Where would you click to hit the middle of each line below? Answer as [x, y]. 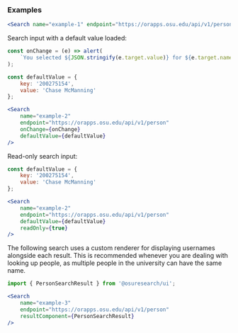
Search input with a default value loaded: [67, 38]
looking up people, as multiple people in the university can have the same [115, 263]
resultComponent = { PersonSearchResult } [77, 316]
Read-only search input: [42, 156]
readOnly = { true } [44, 228]
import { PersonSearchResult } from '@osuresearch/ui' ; [91, 284]
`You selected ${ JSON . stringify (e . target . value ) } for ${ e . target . [120, 58]
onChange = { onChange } [50, 129]
